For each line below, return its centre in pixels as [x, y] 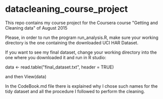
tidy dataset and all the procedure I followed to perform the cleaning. [75, 91]
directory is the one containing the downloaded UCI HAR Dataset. [72, 42]
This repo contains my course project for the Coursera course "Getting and [81, 23]
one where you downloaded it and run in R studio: [56, 57]
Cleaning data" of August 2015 [36, 28]
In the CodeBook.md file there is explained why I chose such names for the [81, 86]
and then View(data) [26, 76]
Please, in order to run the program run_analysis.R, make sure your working [82, 37]
